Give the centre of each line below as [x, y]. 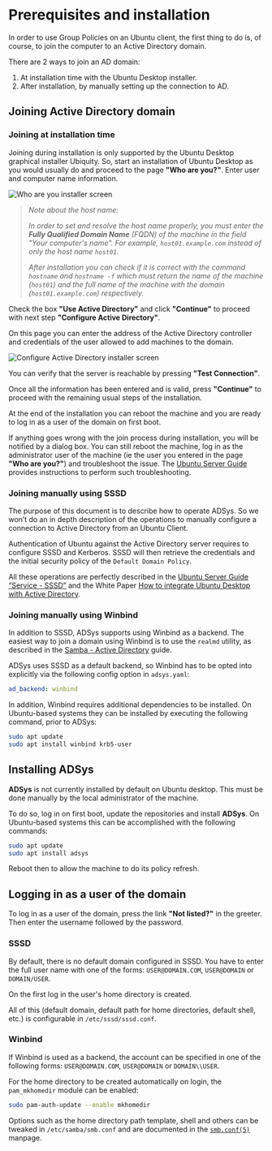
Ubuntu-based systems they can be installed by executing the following [128, 713]
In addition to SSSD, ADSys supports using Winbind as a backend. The [126, 633]
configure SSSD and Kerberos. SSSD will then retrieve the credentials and [132, 552]
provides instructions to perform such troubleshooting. [100, 472]
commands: [28, 830]
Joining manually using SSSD [68, 493]
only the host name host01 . [73, 251]
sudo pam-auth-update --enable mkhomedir [80, 1105]
